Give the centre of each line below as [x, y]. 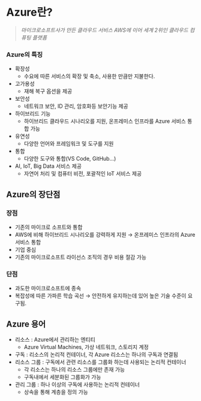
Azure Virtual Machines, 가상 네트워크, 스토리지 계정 [86, 347]
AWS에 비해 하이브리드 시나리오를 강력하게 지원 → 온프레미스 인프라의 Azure [105, 234]
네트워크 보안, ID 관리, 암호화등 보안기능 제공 [76, 106]
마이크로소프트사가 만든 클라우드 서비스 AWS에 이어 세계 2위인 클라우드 [104, 30]
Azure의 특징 [25, 55]
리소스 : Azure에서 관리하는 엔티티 [55, 340]
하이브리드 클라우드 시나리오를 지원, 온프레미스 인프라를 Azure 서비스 [105, 121]
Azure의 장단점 [33, 195]
